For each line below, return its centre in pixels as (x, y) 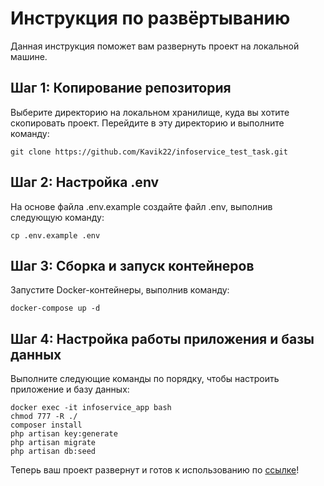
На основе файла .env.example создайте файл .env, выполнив (141, 206)
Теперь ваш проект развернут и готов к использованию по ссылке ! (155, 470)
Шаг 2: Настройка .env (85, 182)
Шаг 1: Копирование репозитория (121, 88)
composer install (46, 425)
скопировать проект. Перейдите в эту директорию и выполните (147, 123)
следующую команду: (57, 217)
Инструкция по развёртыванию (150, 18)
